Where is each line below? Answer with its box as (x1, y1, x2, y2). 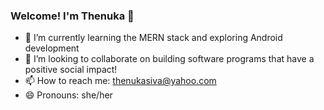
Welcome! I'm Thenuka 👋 (10, 9, 135, 23)
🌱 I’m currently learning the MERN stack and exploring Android (24, 32, 283, 44)
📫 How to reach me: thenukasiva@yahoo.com (24, 75, 217, 87)
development (24, 42, 80, 54)
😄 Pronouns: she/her (24, 89, 113, 101)
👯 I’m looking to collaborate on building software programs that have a (24, 53, 315, 65)
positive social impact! (24, 64, 118, 76)
